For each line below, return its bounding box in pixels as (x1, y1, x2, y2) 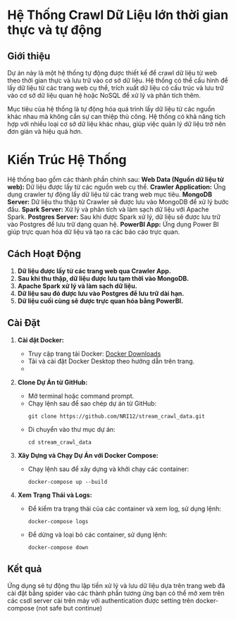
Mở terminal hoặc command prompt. (27, 392, 135, 400)
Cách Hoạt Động (7, 248, 81, 260)
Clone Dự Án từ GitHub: (17, 377, 88, 387)
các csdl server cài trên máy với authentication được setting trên (7, 596, 194, 605)
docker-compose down (27, 544, 89, 551)
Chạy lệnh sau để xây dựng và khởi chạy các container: (27, 465, 190, 473)
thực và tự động (7, 22, 102, 38)
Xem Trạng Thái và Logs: (17, 490, 93, 499)
